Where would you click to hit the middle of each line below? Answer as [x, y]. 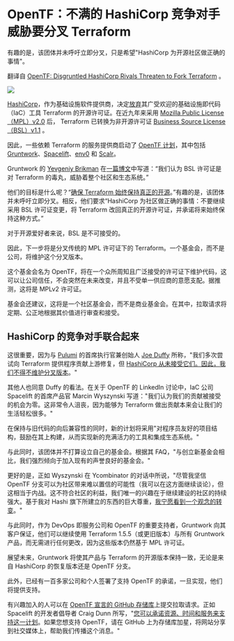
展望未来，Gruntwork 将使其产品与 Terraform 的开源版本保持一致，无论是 [112, 557]
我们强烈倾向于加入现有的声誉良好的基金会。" [85, 460]
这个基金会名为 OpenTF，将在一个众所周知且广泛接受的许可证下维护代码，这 [117, 271]
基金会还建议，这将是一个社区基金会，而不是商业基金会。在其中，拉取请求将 [117, 304]
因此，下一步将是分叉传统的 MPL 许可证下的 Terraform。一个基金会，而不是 [116, 248]
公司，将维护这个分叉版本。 [47, 256]
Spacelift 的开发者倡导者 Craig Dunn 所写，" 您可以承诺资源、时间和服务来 [113, 613]
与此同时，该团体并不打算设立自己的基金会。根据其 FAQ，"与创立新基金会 [113, 452]
